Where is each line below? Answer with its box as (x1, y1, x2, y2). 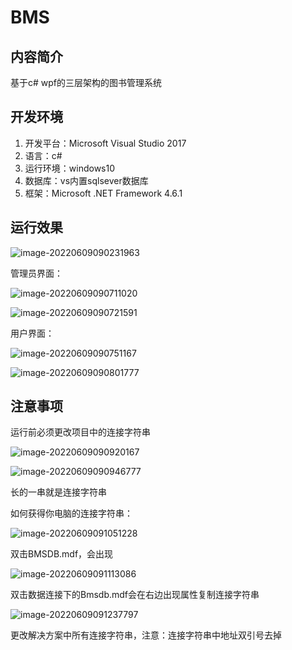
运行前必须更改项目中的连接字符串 (10, 426, 151, 438)
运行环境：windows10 (24, 162, 116, 174)
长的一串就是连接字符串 (10, 486, 107, 498)
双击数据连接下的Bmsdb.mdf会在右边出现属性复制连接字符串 (10, 589, 260, 601)
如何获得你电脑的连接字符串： (10, 507, 133, 520)
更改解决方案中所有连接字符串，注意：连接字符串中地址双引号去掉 (10, 629, 282, 641)
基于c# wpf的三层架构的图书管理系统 (10, 77, 163, 88)
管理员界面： (10, 267, 63, 279)
